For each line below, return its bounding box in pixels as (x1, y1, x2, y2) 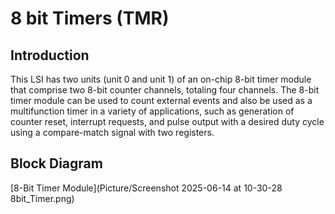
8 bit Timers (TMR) (10, 7, 170, 30)
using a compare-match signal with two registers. (10, 127, 215, 138)
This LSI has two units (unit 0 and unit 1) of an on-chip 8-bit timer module (10, 73, 312, 85)
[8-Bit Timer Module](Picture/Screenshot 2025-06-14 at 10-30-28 (10, 182, 283, 194)
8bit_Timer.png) (10, 192, 75, 204)
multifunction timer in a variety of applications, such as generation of (10, 105, 295, 117)
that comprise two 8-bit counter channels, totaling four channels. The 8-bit (10, 84, 320, 96)
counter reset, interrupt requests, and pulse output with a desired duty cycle (10, 116, 325, 127)
